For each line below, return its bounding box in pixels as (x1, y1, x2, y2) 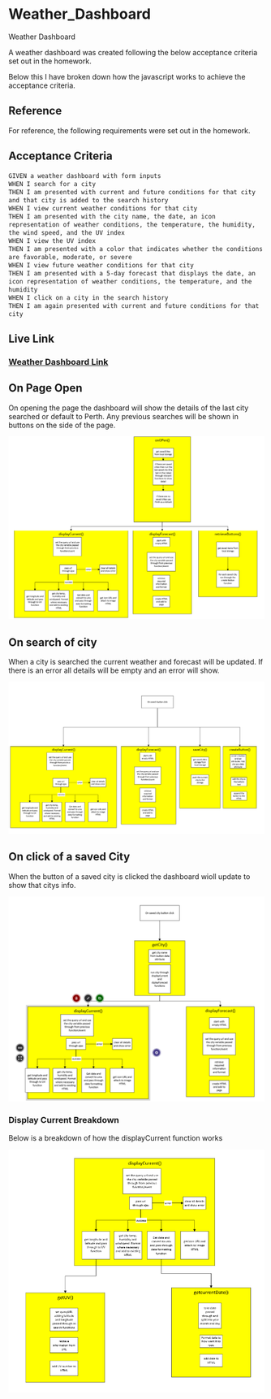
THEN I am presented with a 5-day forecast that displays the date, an (8, 269, 256, 277)
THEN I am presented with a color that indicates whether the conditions (8, 245, 264, 253)
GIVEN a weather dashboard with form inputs (8, 171, 161, 180)
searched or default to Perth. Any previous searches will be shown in (8, 411, 239, 421)
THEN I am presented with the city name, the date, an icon (8, 212, 217, 220)
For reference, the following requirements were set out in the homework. (8, 125, 251, 135)
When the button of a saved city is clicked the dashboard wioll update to (8, 871, 251, 881)
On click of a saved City (8, 850, 131, 864)
